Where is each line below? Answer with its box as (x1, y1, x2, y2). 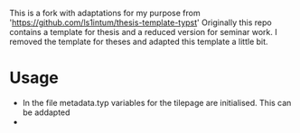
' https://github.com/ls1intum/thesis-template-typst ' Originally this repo (9, 17, 273, 28)
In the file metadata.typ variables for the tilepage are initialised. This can (22, 97, 292, 108)
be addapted (22, 107, 70, 118)
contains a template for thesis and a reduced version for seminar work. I (9, 27, 277, 37)
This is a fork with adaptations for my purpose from (9, 8, 201, 18)
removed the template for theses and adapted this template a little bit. (9, 36, 268, 47)
